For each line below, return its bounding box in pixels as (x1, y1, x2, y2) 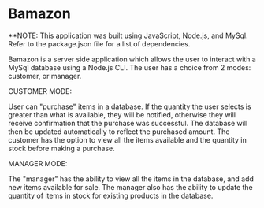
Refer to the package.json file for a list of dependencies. (8, 39, 191, 48)
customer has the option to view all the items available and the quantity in (8, 135, 247, 144)
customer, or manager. (8, 71, 82, 80)
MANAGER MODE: (8, 158, 68, 168)
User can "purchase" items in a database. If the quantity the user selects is (8, 102, 251, 111)
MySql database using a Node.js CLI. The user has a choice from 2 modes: (8, 62, 251, 72)
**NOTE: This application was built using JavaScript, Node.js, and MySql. (8, 31, 248, 40)
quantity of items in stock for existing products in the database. (8, 191, 214, 200)
